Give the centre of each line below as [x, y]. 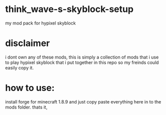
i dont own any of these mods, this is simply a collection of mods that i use [82, 57]
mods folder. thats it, [26, 107]
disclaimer [27, 43]
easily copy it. [19, 67]
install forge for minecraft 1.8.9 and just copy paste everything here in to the [83, 101]
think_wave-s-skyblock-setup [69, 9]
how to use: [30, 88]
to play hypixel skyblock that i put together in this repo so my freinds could [82, 62]
